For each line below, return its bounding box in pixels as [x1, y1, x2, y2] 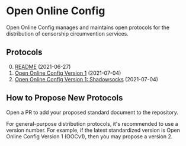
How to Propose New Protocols [6, 93, 123, 103]
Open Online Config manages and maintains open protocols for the [6, 24, 170, 31]
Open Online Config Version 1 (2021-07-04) [14, 69, 121, 77]
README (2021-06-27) [14, 63, 71, 70]
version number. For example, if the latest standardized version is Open [6, 126, 181, 134]
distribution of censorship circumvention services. [6, 30, 129, 37]
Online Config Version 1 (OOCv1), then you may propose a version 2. [6, 132, 173, 140]
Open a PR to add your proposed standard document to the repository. [6, 109, 179, 116]
